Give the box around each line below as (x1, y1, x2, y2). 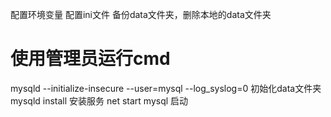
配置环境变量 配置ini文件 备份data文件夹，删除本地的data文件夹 (10, 9, 272, 20)
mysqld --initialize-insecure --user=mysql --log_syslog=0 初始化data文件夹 (10, 82, 322, 94)
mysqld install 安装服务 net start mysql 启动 (10, 94, 189, 107)
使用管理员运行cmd (10, 48, 171, 70)
